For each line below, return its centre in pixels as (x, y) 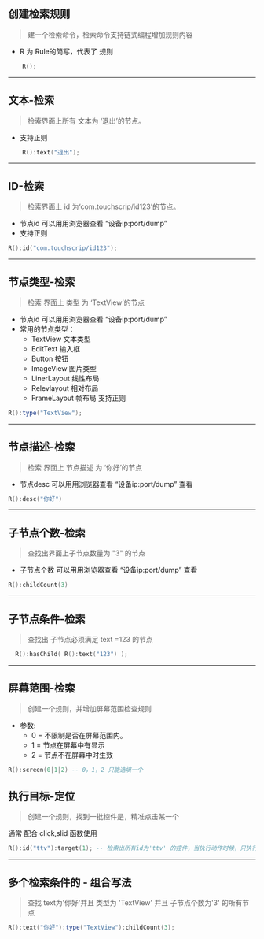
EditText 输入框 (56, 348)
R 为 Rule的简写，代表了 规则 (66, 51)
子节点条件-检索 (47, 619)
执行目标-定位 (42, 796)
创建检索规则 (39, 14)
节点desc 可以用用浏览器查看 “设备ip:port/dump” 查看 (106, 484)
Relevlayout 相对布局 (65, 388)
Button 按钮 (50, 358)
